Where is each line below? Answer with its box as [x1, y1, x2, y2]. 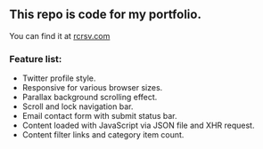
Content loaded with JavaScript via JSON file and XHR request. [21, 120, 255, 131]
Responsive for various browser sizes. [21, 82, 163, 93]
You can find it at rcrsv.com [9, 30, 111, 41]
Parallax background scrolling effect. [21, 92, 158, 103]
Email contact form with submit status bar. [21, 111, 177, 122]
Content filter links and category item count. [21, 129, 185, 140]
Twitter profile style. [21, 73, 96, 83]
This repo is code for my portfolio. [9, 7, 202, 22]
